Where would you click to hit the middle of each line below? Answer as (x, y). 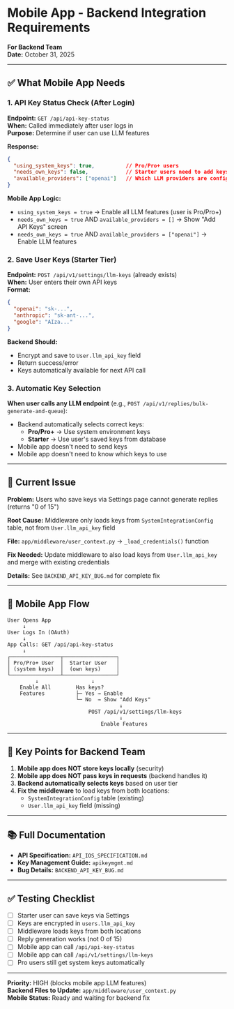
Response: (23, 146)
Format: (19, 290)
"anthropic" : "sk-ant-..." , (54, 315)
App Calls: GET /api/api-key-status (60, 644)
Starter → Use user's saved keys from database (97, 439)
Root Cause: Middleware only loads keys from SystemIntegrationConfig (110, 520)
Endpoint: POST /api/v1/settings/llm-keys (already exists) (92, 275)
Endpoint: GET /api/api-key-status (58, 118)
